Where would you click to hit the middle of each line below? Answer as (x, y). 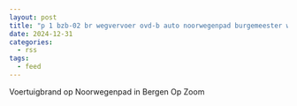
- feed (29, 67)
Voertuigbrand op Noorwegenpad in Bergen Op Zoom (107, 91)
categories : (31, 42)
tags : (19, 58)
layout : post (33, 17)
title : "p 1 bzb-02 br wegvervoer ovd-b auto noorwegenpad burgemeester (146, 26)
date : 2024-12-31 (41, 34)
